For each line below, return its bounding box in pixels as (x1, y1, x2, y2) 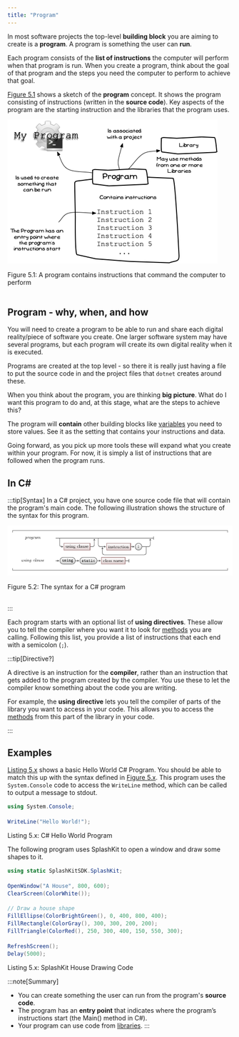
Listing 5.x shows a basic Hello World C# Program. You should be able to (7, 766, 222, 774)
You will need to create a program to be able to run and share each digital (7, 325, 223, 334)
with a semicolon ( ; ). (7, 640, 69, 649)
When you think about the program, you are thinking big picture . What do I (7, 391, 227, 399)
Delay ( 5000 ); (7, 950, 46, 957)
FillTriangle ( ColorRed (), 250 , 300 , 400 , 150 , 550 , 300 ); (7, 928, 183, 935)
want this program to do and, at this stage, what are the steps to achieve (7, 399, 220, 407)
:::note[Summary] (7, 977, 59, 986)
